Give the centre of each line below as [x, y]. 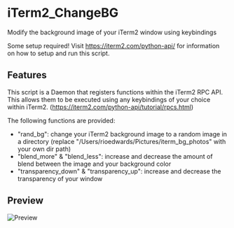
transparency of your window [60, 178]
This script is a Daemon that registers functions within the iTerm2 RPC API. [115, 92]
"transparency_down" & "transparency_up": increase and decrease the [119, 171]
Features [27, 75]
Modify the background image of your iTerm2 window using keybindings [112, 32]
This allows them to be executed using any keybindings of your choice [109, 99]
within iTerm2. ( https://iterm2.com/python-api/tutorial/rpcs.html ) [101, 107]
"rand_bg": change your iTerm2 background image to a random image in [122, 134]
